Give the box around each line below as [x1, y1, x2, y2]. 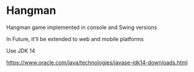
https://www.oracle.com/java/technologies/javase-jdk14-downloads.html [6, 59, 188, 66]
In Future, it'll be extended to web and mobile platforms [6, 35, 144, 42]
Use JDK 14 [6, 47, 36, 54]
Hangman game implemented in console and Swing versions [6, 24, 157, 31]
